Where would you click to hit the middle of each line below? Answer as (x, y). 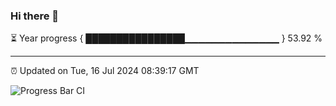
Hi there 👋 (35, 16)
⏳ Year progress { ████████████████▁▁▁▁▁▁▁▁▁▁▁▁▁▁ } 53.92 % (166, 38)
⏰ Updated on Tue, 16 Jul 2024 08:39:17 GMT (105, 71)
